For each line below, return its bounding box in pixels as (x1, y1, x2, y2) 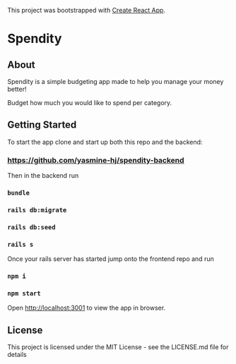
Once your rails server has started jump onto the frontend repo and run (7, 255, 214, 263)
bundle (7, 189, 30, 197)
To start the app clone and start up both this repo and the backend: (7, 138, 203, 146)
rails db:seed (7, 223, 56, 231)
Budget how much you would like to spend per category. (7, 99, 172, 107)
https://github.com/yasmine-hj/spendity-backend (7, 155, 185, 165)
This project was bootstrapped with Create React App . (7, 6, 166, 14)
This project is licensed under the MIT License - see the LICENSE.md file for (7, 343, 229, 351)
